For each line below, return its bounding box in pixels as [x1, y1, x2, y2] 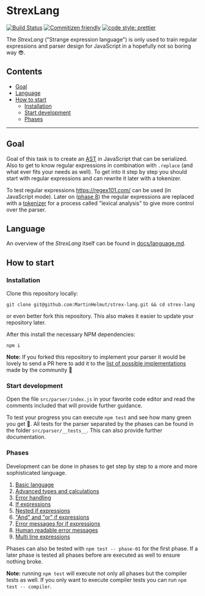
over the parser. [6, 206, 46, 213]
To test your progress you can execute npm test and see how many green [6, 414, 192, 421]
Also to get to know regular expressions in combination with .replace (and [6, 162, 193, 169]
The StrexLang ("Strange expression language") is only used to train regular [6, 35, 198, 43]
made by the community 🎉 [6, 367, 73, 374]
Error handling [15, 494, 51, 501]
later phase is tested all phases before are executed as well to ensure [6, 551, 181, 559]
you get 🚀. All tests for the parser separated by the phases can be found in [6, 420, 194, 428]
